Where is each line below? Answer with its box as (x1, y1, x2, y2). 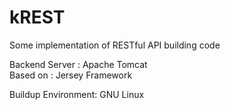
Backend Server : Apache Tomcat (9, 58, 148, 70)
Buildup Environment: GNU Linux (9, 88, 145, 100)
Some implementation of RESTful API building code (9, 39, 221, 51)
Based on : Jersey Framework (9, 69, 133, 81)
